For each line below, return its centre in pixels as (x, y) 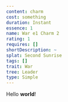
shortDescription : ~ (32, 50)
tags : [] (17, 61)
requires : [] (22, 45)
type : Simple (22, 77)
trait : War (20, 66)
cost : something (26, 17)
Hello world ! (21, 94)
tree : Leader (22, 72)
